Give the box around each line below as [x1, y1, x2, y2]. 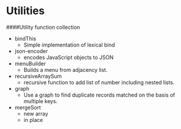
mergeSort [14, 104, 41, 111]
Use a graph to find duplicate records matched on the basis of [23, 91, 176, 98]
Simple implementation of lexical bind [23, 41, 115, 48]
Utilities [6, 4, 45, 18]
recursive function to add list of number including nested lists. [23, 78, 174, 86]
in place [23, 116, 43, 123]
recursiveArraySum [14, 72, 62, 80]
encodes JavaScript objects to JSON [23, 54, 114, 61]
